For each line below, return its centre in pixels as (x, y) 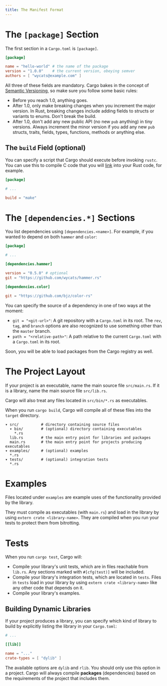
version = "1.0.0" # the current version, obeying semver (70, 71)
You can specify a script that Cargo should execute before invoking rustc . (81, 160)
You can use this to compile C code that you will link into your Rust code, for (84, 165)
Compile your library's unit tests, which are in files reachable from (80, 567)
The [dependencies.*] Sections (70, 218)
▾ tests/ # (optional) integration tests (57, 459)
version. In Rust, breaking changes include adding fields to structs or (83, 111)
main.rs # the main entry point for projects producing (76, 442)
